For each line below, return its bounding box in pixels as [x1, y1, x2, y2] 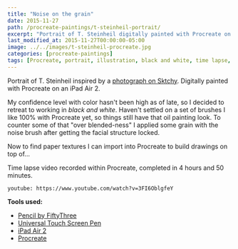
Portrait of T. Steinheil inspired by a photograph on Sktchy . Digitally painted [7, 76, 229, 85]
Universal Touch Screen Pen [17, 218, 102, 227]
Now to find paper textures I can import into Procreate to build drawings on [7, 142, 228, 151]
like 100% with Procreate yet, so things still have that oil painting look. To [7, 113, 221, 121]
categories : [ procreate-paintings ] [7, 51, 113, 58]
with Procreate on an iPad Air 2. [7, 83, 101, 93]
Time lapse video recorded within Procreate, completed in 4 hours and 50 [7, 163, 224, 172]
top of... [7, 149, 31, 158]
